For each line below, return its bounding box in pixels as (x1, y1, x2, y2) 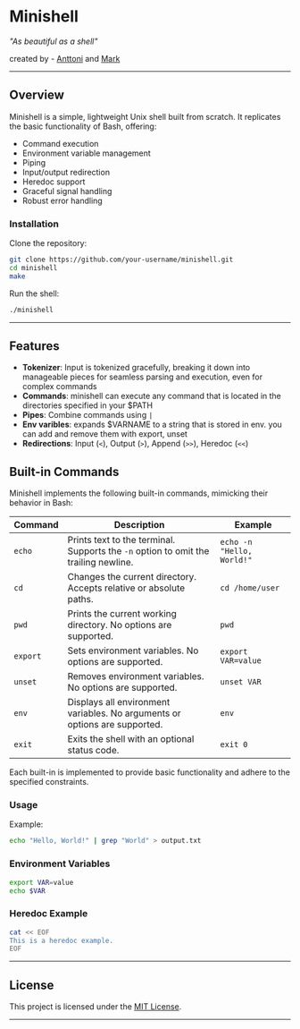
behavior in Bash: (9, 497, 73, 508)
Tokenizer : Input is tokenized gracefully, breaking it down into (21, 362, 251, 373)
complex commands (21, 381, 97, 392)
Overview (9, 88, 65, 103)
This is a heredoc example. (9, 936, 114, 945)
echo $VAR (9, 886, 46, 896)
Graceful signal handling (21, 185, 112, 196)
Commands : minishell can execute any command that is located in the (21, 391, 281, 402)
